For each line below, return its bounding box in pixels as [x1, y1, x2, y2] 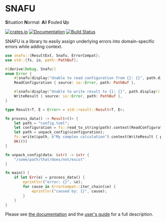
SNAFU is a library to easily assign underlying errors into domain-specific [5, 38, 155, 44]
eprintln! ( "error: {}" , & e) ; [23, 180, 83, 185]
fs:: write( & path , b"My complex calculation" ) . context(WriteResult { [14, 134, 158, 139]
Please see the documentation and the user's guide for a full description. [5, 211, 154, 217]
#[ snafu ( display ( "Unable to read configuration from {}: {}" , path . [14, 76, 158, 81]
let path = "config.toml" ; [14, 121, 70, 126]
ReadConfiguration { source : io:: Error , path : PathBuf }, [14, 80, 136, 85]
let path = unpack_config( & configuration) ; [14, 130, 105, 135]
